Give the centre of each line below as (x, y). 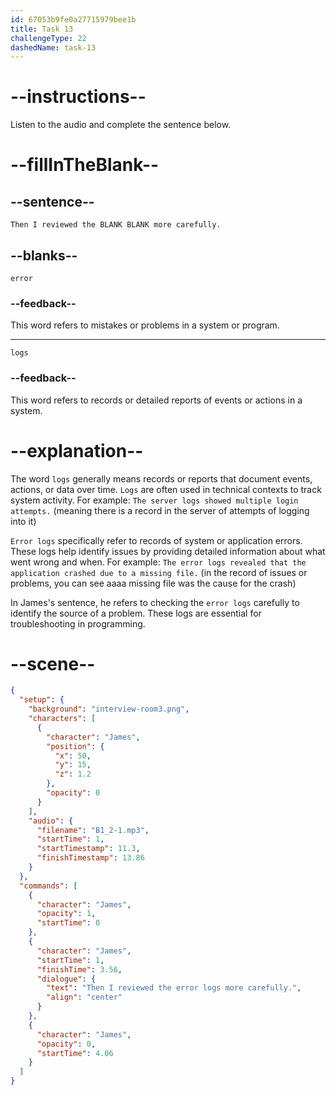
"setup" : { (42, 700)
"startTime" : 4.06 (75, 1053)
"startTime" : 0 (68, 923)
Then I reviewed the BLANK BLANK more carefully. (116, 225)
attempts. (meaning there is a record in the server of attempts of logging (160, 510)
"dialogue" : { (66, 979)
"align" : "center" (84, 997)
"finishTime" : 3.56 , (79, 969)
